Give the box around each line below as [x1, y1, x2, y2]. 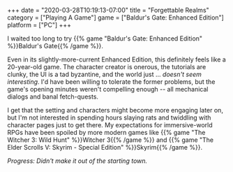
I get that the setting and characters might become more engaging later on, [7, 106, 223, 114]
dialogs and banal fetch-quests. [7, 92, 99, 101]
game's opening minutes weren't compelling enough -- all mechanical [7, 85, 209, 93]
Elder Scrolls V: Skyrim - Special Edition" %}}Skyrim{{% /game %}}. [7, 143, 203, 151]
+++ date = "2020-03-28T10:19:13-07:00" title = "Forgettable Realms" [7, 6, 209, 14]
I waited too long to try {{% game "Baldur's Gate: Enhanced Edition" [7, 34, 203, 43]
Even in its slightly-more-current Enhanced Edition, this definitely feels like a [7, 55, 227, 64]
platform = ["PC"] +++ [7, 21, 72, 29]
